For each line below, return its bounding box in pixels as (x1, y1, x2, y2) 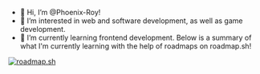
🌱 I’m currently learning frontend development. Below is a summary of (19, 33, 252, 42)
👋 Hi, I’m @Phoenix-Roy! (19, 8, 101, 17)
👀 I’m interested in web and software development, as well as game (19, 16, 243, 25)
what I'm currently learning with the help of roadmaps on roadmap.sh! (19, 41, 252, 51)
